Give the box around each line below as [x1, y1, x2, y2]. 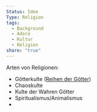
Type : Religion [6, 14, 44, 20]
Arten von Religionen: [6, 64, 60, 71]
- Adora [11, 31, 31, 37]
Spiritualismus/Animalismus [14, 94, 83, 101]
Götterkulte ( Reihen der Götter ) [14, 75, 91, 82]
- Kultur [11, 36, 33, 42]
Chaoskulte [14, 82, 43, 89]
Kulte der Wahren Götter [14, 88, 75, 95]
